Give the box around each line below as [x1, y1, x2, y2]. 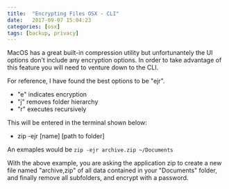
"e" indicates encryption [17, 90, 87, 99]
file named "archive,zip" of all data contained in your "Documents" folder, [7, 166, 217, 174]
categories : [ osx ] [7, 23, 60, 30]
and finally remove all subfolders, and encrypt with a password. [7, 174, 189, 182]
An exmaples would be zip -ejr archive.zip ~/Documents [7, 145, 173, 154]
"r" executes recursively [17, 105, 87, 113]
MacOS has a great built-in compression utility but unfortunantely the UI [7, 49, 213, 57]
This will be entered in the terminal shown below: [7, 119, 148, 127]
